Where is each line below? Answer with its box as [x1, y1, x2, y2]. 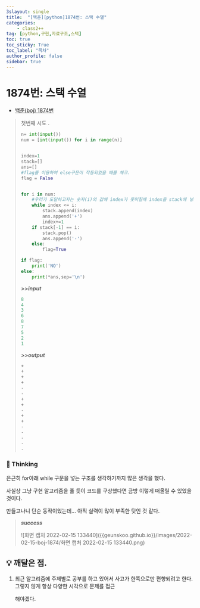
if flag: [20, 258, 43, 263]
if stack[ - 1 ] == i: [32, 224, 80, 230]
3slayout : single [6, 8, 49, 15]
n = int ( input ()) [20, 132, 61, 138]
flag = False [20, 175, 54, 181]
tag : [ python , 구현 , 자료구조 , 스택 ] [6, 31, 82, 37]
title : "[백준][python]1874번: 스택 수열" [6, 14, 107, 20]
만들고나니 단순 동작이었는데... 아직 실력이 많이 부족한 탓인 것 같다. [6, 507, 160, 514]
